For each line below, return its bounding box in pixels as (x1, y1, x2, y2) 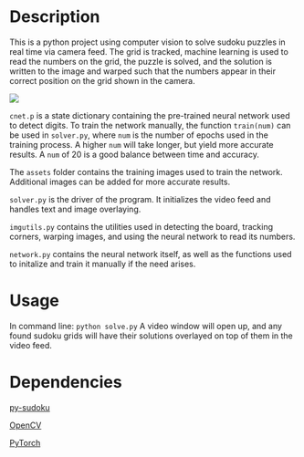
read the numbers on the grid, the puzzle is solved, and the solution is (9, 56, 272, 67)
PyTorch (9, 437, 41, 448)
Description (9, 6, 100, 27)
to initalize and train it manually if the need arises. (9, 258, 196, 269)
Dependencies (9, 372, 122, 393)
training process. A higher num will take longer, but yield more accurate (9, 139, 274, 150)
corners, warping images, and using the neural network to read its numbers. (9, 231, 296, 242)
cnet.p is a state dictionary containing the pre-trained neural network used (9, 109, 290, 120)
